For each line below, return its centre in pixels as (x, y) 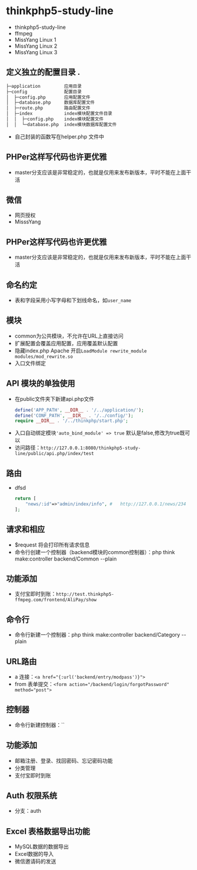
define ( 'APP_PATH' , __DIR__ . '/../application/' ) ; (79, 410)
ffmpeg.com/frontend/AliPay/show (56, 600)
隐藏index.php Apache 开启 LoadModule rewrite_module (81, 350)
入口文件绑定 (30, 363)
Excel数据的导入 (34, 854)
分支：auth (28, 811)
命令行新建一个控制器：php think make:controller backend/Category (97, 635)
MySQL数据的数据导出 (41, 846)
